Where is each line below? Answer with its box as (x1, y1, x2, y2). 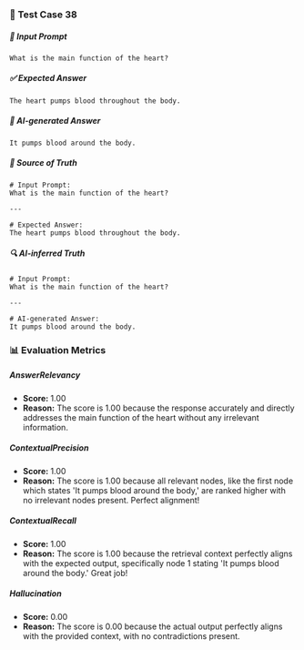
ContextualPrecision (9, 442, 89, 453)
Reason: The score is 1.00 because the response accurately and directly (22, 402, 295, 413)
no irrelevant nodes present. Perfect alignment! (22, 494, 200, 505)
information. (22, 421, 68, 432)
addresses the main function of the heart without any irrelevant (22, 411, 259, 422)
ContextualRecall (9, 515, 77, 526)
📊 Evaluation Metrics (9, 343, 106, 356)
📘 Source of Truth (9, 157, 77, 168)
